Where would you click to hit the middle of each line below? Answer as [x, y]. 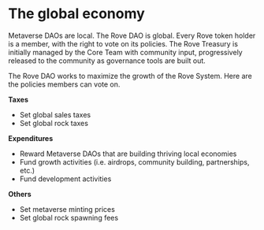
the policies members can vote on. [64, 84]
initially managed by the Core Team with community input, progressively [125, 52]
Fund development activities [65, 179]
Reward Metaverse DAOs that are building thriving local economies [128, 154]
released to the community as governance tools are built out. [107, 61]
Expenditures [31, 138]
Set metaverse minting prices [67, 209]
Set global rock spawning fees [69, 217]
